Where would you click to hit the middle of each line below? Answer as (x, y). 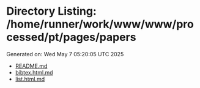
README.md (31, 66)
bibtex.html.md (34, 72)
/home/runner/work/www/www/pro (100, 24)
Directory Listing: (51, 11)
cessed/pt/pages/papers (71, 37)
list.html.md (30, 79)
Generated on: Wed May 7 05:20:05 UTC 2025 (65, 54)
